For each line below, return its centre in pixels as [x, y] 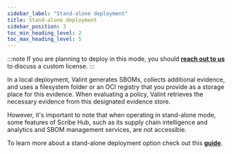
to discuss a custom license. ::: [51, 66]
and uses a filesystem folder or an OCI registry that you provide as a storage [116, 87]
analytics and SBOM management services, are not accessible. [97, 130]
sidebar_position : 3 [37, 26]
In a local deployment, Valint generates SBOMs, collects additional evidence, [116, 79]
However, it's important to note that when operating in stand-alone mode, [112, 115]
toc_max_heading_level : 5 [44, 39]
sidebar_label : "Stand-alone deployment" [68, 13]
